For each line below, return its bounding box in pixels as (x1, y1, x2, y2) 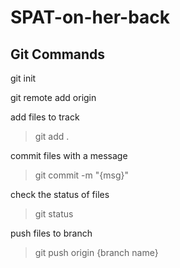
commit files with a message (10, 150, 128, 161)
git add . (34, 131, 70, 142)
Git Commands (10, 46, 106, 63)
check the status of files (10, 189, 110, 200)
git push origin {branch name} (34, 247, 159, 258)
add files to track (10, 111, 80, 123)
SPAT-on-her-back (10, 6, 171, 29)
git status (34, 208, 74, 220)
